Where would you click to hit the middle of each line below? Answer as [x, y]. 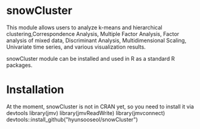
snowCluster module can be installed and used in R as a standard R [91, 58]
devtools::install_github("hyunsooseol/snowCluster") [72, 119]
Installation [35, 90]
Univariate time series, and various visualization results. [76, 47]
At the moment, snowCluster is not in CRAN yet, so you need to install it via [100, 106]
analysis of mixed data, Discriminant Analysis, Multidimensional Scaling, [96, 40]
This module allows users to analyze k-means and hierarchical [84, 27]
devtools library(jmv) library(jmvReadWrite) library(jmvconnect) [86, 113]
